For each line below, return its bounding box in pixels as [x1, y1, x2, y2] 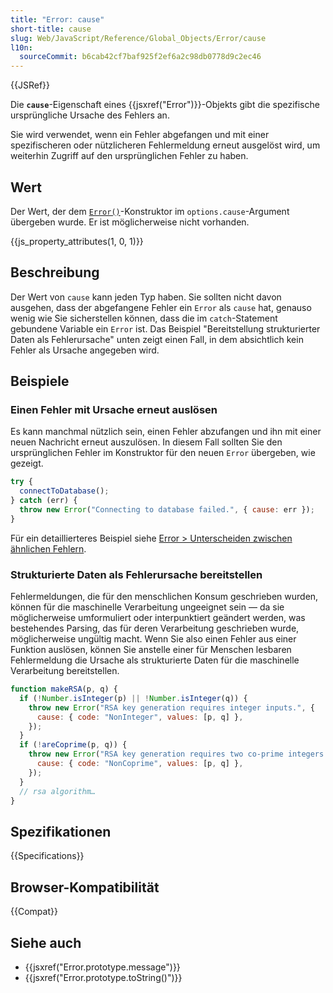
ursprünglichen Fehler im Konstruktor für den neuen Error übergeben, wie [10, 447, 316, 459]
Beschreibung [10, 264, 100, 281]
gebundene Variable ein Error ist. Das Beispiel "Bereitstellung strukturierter [10, 322, 321, 335]
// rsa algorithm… [19, 786, 97, 796]
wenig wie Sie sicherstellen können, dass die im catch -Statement [10, 312, 278, 324]
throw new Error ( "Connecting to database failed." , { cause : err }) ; [19, 505, 315, 515]
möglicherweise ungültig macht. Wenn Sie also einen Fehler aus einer [10, 633, 297, 645]
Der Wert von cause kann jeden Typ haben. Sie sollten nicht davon [10, 291, 282, 303]
